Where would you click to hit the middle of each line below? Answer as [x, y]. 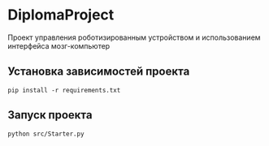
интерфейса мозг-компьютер [59, 45]
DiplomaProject [61, 15]
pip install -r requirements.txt [64, 90]
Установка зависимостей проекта [99, 72]
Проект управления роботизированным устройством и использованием [134, 37]
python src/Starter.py [46, 134]
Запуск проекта [50, 115]
